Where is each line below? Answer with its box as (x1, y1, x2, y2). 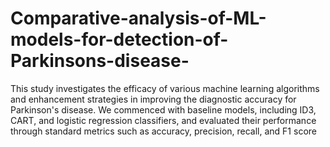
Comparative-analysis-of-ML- (10, 7, 267, 30)
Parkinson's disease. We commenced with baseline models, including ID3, (10, 103, 317, 116)
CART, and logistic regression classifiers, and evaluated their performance (10, 114, 317, 126)
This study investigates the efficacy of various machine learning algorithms (10, 82, 320, 94)
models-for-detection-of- (10, 28, 229, 51)
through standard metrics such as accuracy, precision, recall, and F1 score (10, 125, 317, 137)
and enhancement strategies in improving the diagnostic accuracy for (10, 93, 297, 105)
